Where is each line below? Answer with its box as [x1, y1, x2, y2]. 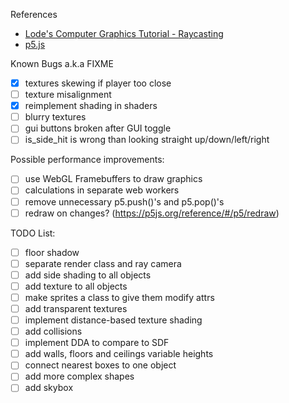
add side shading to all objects [24, 269, 152, 281]
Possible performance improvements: [10, 154, 165, 166]
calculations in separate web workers [24, 184, 180, 196]
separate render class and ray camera [24, 257, 182, 269]
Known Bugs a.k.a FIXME [10, 58, 114, 69]
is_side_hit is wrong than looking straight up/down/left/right [24, 134, 270, 146]
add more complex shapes [24, 370, 135, 383]
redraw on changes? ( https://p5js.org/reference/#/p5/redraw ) [24, 207, 280, 219]
